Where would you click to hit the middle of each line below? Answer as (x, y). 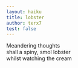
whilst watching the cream (39, 58)
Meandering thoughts (33, 46)
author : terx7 (24, 23)
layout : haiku (24, 12)
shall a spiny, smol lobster (38, 52)
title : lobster (25, 17)
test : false (21, 29)
